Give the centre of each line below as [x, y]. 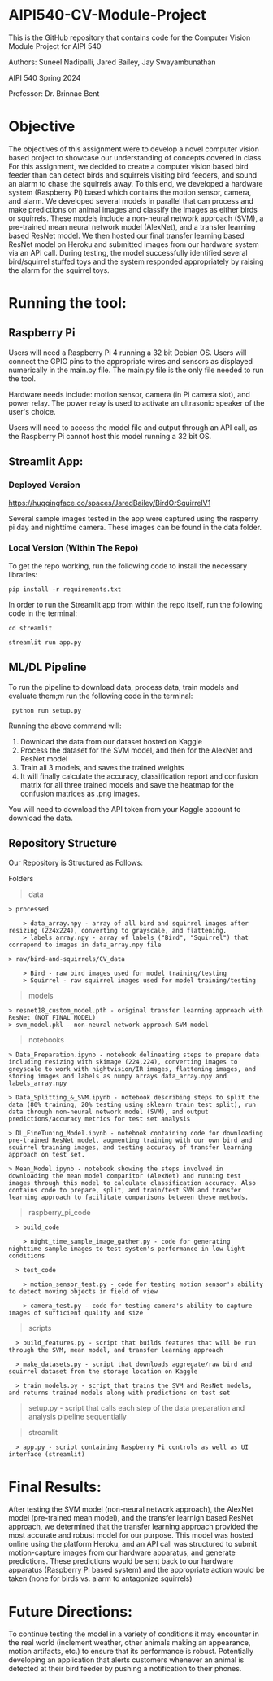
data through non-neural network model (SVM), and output [108, 1112]
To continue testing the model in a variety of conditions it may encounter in [134, 1634]
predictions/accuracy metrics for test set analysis [100, 1119]
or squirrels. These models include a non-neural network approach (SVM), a [136, 218]
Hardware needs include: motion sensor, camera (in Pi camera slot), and [129, 394]
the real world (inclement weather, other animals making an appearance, [130, 1643]
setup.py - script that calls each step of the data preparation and [136, 1408]
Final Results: [55, 1487]
